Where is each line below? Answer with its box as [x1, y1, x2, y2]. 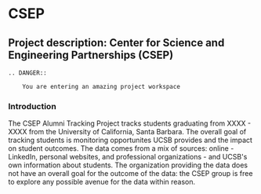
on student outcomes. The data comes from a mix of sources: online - [8, 144, 234, 153]
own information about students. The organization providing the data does [8, 160, 248, 170]
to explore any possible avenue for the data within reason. [8, 178, 196, 187]
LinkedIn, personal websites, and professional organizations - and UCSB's [8, 152, 248, 162]
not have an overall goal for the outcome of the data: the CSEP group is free [8, 169, 253, 178]
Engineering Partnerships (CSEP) [8, 48, 174, 61]
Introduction [8, 101, 56, 112]
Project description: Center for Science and [8, 36, 225, 49]
